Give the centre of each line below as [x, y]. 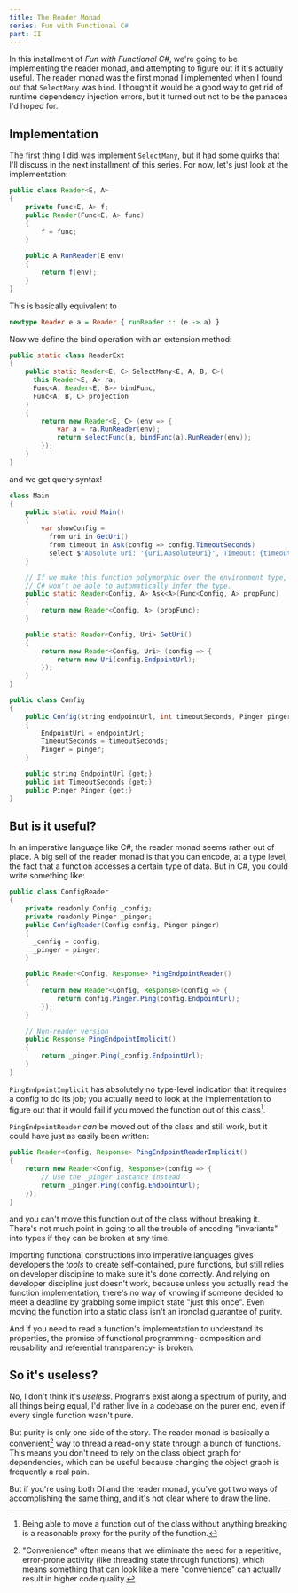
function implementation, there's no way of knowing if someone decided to [146, 1292]
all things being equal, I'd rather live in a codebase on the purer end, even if [147, 1406]
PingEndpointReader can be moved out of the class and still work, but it [138, 1127]
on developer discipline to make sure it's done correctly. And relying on [140, 1274]
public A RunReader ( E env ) [75, 256]
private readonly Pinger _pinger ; [89, 917]
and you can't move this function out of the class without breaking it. [134, 1219]
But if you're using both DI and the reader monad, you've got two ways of [143, 1489]
